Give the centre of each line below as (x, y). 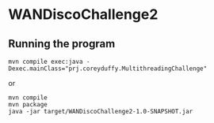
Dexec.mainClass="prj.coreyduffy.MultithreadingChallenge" (108, 69)
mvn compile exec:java (46, 61)
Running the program (62, 44)
